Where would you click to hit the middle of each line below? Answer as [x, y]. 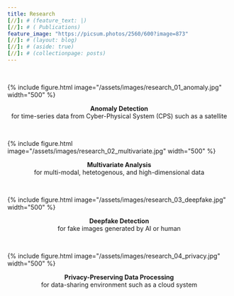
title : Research [31, 14]
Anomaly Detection [119, 108]
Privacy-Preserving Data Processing [119, 277]
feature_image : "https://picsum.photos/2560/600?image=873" [98, 34]
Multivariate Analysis [119, 164]
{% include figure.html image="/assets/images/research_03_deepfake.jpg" [117, 200]
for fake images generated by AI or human [119, 228]
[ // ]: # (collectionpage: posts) [57, 54]
